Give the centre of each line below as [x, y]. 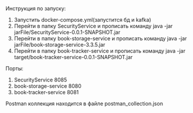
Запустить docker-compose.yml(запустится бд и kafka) [82, 20]
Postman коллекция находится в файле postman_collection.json [84, 104]
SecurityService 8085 [40, 80]
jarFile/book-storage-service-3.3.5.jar [60, 44]
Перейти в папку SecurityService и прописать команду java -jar [93, 26]
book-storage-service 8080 [48, 86]
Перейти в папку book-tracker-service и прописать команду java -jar [100, 51]
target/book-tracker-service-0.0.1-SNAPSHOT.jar [73, 57]
